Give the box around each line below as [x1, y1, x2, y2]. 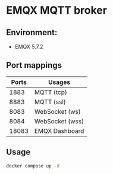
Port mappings [6, 60, 62, 70]
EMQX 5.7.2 [14, 43, 43, 50]
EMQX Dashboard [34, 126, 84, 135]
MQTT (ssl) [34, 98, 67, 106]
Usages [48, 78, 70, 86]
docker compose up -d [6, 163, 60, 169]
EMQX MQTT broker [6, 4, 107, 17]
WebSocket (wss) [34, 117, 84, 125]
